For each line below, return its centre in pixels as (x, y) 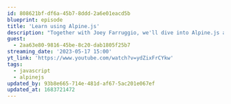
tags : (15, 64)
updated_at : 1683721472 (41, 90)
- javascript (32, 70)
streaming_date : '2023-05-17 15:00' (59, 52)
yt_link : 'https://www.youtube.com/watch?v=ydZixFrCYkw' (90, 58)
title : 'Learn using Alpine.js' (53, 26)
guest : (16, 39)
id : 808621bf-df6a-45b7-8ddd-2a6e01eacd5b (69, 13)
